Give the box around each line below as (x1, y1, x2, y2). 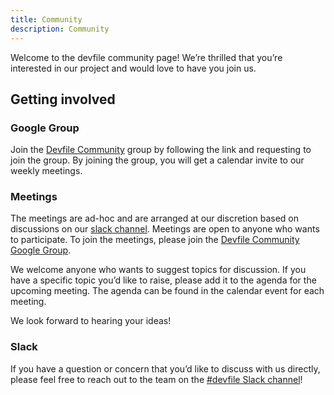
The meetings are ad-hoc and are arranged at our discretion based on (10, 212, 299, 225)
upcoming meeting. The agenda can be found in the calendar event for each (10, 285, 325, 297)
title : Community (10, 14, 83, 25)
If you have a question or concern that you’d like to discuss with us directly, (10, 362, 321, 375)
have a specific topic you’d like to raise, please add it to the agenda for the (10, 274, 317, 286)
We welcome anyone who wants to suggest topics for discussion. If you (10, 264, 307, 276)
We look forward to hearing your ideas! (10, 315, 172, 327)
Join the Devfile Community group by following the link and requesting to (10, 144, 312, 156)
